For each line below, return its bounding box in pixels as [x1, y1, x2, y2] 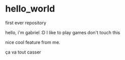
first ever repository [5, 20, 46, 26]
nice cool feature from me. [5, 39, 60, 45]
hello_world [5, 3, 55, 15]
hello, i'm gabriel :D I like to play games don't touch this [5, 29, 120, 35]
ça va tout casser [5, 49, 41, 55]
